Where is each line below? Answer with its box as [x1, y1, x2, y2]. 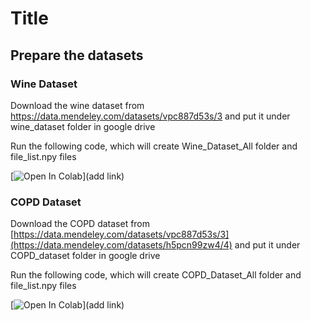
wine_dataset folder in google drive [10, 120, 156, 132]
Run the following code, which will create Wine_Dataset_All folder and [10, 140, 298, 152]
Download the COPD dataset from [10, 218, 151, 230]
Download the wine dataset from [10, 99, 145, 111]
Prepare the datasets [10, 47, 144, 64]
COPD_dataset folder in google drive [10, 250, 161, 262]
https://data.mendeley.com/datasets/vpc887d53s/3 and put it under [10, 110, 291, 122]
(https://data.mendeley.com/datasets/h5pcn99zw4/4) [10, 239, 233, 251]
